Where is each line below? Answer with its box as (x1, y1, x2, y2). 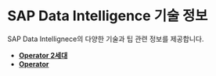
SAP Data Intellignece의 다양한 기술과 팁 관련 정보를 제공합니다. (7, 34, 204, 43)
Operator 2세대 (18, 50, 68, 60)
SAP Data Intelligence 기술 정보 (7, 7, 208, 25)
